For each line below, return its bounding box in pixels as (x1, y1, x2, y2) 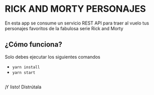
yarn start (12, 70, 36, 75)
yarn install (12, 64, 40, 69)
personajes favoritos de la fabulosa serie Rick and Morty (5, 25, 123, 31)
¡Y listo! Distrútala (5, 84, 42, 90)
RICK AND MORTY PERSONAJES (5, 3, 146, 15)
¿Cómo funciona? (5, 40, 62, 49)
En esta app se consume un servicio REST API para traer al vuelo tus (5, 20, 149, 26)
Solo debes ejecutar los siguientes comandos (5, 54, 100, 60)
